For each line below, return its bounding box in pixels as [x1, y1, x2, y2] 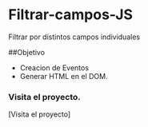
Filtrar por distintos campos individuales [8, 32, 141, 42]
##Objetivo [8, 47, 46, 57]
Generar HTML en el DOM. [19, 71, 108, 81]
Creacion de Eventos [19, 62, 90, 73]
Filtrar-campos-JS [8, 6, 134, 24]
